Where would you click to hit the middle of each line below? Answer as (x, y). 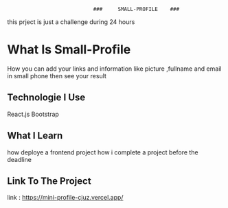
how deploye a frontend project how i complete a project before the (103, 152)
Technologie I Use (46, 98)
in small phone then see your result (57, 76)
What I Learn (35, 136)
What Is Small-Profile (69, 50)
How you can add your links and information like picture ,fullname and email (114, 69)
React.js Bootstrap (33, 114)
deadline (20, 159)
